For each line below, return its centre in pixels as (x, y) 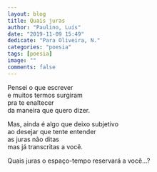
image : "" (22, 61)
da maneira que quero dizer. (49, 110)
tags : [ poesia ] (30, 54)
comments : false (31, 67)
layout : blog (27, 14)
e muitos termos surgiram (45, 95)
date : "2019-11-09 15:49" (46, 34)
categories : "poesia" (40, 47)
